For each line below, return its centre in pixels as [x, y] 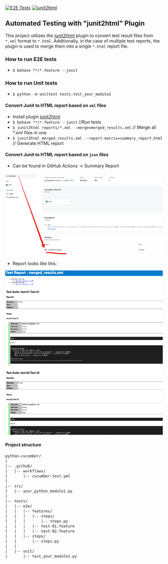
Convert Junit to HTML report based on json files [57, 155]
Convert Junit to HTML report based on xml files [56, 105]
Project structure [23, 445]
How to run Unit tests [31, 83]
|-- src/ [14, 486]
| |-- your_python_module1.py [39, 491]
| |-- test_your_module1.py [41, 556]
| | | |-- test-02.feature [40, 531]
